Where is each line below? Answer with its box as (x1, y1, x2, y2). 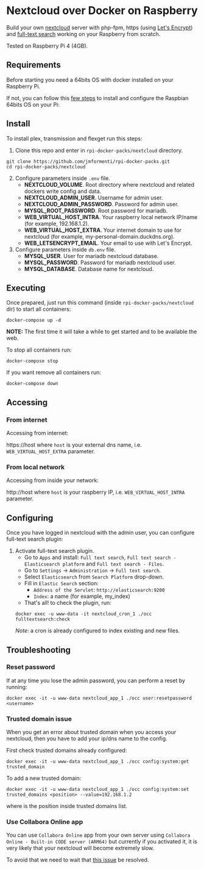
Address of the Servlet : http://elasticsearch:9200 (33, 586, 165, 594)
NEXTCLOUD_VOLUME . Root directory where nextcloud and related (24, 181, 195, 188)
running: (6, 683, 27, 690)
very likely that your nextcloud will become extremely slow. (6, 845, 155, 852)
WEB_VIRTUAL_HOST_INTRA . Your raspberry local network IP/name (24, 213, 198, 220)
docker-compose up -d (6, 317, 62, 323)
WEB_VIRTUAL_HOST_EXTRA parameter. (6, 448, 96, 455)
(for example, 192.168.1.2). (24, 220, 90, 227)
